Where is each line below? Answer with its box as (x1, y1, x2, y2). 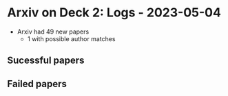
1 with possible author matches (27, 34, 116, 43)
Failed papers (7, 77, 67, 90)
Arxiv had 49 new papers (17, 27, 90, 36)
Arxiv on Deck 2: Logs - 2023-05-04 (7, 5, 222, 21)
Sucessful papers (7, 55, 85, 67)
